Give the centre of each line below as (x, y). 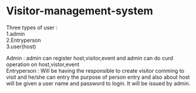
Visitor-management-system (80, 11)
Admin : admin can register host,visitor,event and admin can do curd (90, 58)
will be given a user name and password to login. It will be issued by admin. (98, 83)
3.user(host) (21, 46)
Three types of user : (32, 27)
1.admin (16, 33)
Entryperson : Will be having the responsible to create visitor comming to (95, 70)
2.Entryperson (24, 40)
